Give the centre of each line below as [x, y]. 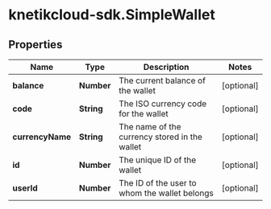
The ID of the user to [157, 183]
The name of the [150, 127]
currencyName [42, 137]
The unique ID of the [157, 160]
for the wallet [144, 114]
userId [25, 188]
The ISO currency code [163, 104]
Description [166, 67]
